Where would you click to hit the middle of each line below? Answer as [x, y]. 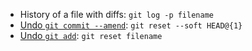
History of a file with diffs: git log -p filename [116, 14]
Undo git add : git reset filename [91, 35]
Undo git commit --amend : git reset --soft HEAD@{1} [131, 25]
